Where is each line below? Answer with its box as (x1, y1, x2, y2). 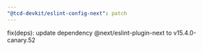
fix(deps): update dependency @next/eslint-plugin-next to (7, 29, 172, 37)
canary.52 (7, 35, 36, 44)
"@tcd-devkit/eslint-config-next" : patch (7, 10, 128, 17)
